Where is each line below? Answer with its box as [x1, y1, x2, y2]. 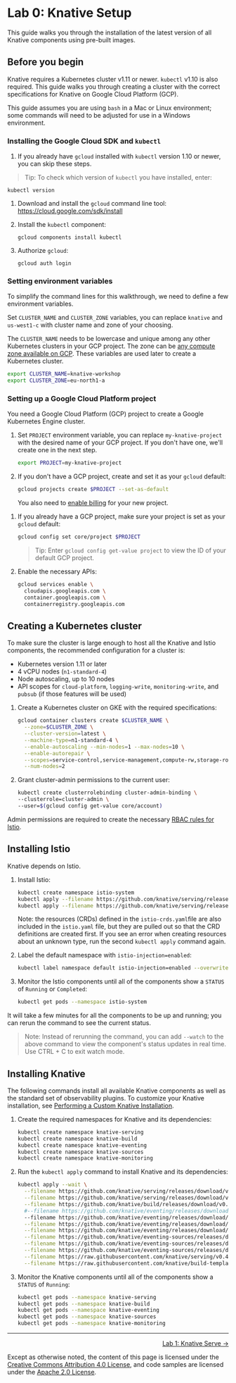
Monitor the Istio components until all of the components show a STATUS [17, 977, 225, 986]
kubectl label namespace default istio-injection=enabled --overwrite [17, 965, 229, 972]
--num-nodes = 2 [24, 763, 65, 770]
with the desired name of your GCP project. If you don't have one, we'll [17, 438, 223, 447]
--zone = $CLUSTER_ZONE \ [24, 724, 93, 731]
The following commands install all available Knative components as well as [7, 1086, 226, 1095]
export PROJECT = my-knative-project [17, 459, 122, 466]
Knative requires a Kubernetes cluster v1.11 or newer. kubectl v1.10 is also [7, 75, 218, 83]
